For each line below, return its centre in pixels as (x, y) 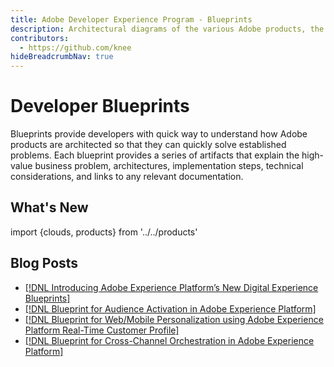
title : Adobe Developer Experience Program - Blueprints (131, 19)
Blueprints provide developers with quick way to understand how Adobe (159, 134)
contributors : (40, 38)
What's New (49, 207)
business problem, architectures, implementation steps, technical (169, 166)
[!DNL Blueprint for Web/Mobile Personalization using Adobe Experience (174, 319)
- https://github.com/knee (75, 47)
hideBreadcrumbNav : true (62, 57)
